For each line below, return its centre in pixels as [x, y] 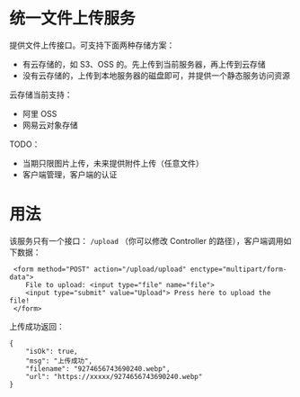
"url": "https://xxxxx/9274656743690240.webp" [114, 376]
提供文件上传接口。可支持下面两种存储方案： [92, 45]
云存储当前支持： [41, 95]
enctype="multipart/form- [238, 269]
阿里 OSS [40, 113]
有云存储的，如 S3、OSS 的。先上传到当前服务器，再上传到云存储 [144, 64]
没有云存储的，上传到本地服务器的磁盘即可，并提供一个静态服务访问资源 [156, 75]
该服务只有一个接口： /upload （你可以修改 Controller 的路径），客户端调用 [146, 240]
